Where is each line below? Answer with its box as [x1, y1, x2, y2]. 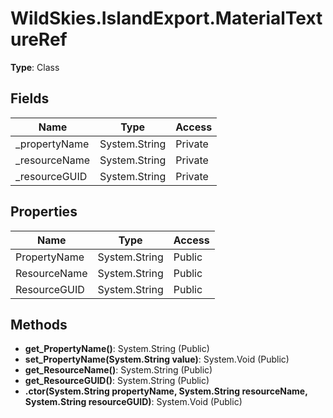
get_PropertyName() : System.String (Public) [24, 343, 210, 355]
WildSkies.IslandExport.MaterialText [10, 7, 323, 30]
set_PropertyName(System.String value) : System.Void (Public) [24, 353, 290, 366]
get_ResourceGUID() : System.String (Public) [24, 375, 210, 387]
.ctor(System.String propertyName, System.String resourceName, [24, 385, 308, 397]
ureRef [10, 28, 68, 51]
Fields [10, 90, 50, 107]
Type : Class [10, 61, 60, 73]
